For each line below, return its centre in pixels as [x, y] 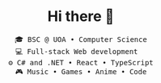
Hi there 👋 [81, 17]
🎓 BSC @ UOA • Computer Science [81, 39]
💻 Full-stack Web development [76, 51]
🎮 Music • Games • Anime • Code [81, 71]
